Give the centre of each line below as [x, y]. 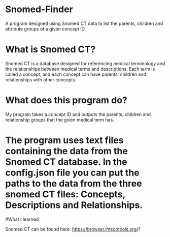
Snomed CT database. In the [66, 162]
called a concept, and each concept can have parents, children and [76, 74]
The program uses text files [64, 140]
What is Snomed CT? [50, 50]
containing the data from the [66, 151]
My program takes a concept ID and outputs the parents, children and [78, 114]
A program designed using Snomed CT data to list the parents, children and [84, 23]
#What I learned [22, 219]
